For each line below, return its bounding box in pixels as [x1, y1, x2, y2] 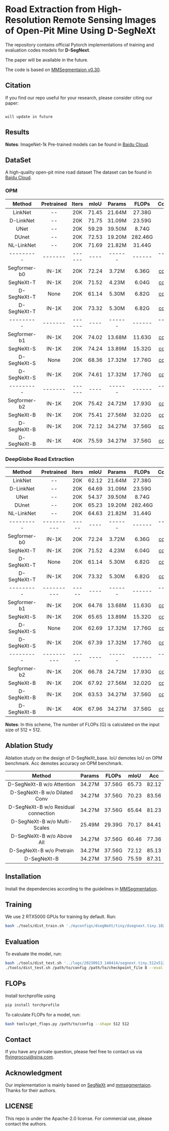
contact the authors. [5, 1120, 47, 1126]
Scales [33, 824, 50, 831]
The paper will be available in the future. [5, 57, 89, 63]
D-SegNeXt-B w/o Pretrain [9, 847, 74, 854]
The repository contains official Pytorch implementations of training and [5, 41, 154, 47]
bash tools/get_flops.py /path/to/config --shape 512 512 [5, 1021, 129, 1027]
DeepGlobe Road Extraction [5, 455, 74, 462]
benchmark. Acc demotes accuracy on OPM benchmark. [5, 760, 123, 766]
